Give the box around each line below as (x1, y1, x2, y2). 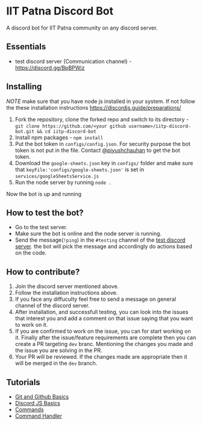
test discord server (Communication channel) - (14, 57, 132, 65)
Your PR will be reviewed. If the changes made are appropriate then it (14, 353, 188, 360)
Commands (14, 406, 44, 413)
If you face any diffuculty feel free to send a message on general (14, 295, 176, 303)
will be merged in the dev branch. (14, 360, 98, 367)
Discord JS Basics (14, 400, 60, 406)
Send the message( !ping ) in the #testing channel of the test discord (14, 236, 186, 244)
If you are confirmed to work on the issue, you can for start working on (14, 327, 191, 335)
